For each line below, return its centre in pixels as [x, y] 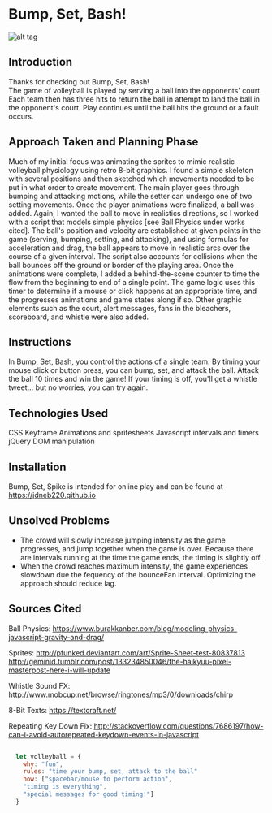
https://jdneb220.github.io [52, 495]
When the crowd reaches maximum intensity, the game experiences [134, 566]
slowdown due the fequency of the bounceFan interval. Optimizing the [138, 574]
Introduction [41, 62]
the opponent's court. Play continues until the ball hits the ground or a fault [134, 107]
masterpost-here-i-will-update [60, 670]
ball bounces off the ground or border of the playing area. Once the [121, 265]
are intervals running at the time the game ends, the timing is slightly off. [141, 557]
